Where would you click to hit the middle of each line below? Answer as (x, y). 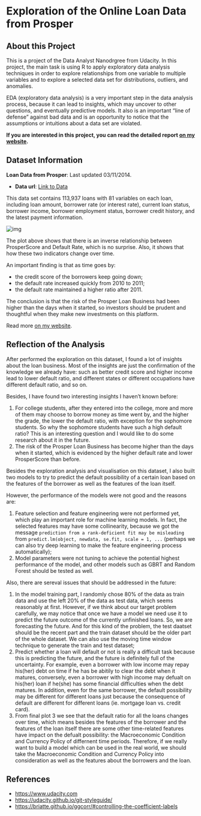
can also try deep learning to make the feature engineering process (98, 545)
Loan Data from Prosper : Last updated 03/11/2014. (69, 175)
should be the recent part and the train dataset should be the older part (103, 632)
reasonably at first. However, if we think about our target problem (96, 607)
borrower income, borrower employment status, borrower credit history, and (100, 211)
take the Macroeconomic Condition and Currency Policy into (89, 754)
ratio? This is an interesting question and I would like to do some (94, 433)
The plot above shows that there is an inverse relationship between (89, 240)
